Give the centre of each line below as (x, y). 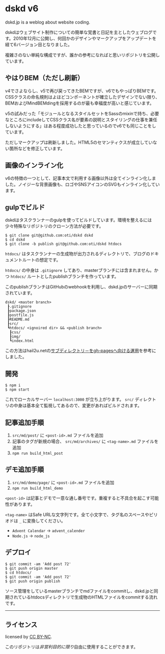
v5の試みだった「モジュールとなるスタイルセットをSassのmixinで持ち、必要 (82, 113)
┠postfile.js (21, 315)
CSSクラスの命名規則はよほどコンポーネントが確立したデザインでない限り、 (82, 97)
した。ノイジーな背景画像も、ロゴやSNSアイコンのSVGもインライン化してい (82, 184)
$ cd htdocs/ (18, 573)
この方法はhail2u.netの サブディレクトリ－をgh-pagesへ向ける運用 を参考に (81, 351)
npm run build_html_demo (38, 488)
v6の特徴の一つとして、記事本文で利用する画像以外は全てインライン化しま (81, 178)
